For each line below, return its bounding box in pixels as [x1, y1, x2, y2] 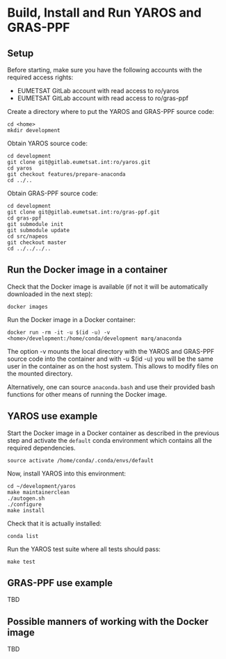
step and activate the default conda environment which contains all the [7, 436, 212, 444]
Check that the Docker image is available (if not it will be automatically [7, 282, 209, 291]
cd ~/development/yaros [7, 482, 76, 489]
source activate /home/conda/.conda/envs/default [7, 457, 154, 464]
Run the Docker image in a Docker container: [7, 315, 136, 324]
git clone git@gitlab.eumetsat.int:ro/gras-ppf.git [7, 209, 160, 215]
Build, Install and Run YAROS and [7, 5, 202, 21]
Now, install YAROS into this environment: [7, 469, 127, 478]
